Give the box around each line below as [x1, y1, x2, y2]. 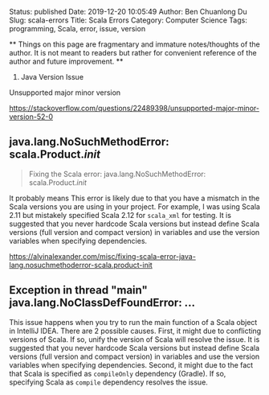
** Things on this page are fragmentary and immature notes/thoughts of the [9, 39, 260, 49]
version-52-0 [9, 112, 54, 121]
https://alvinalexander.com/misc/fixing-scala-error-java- [9, 251, 196, 261]
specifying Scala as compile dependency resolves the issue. [9, 377, 208, 387]
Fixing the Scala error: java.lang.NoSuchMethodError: [28, 169, 206, 179]
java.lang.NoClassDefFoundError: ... [9, 296, 196, 310]
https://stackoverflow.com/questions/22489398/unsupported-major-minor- [9, 104, 260, 113]
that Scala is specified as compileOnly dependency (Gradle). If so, [9, 368, 226, 378]
